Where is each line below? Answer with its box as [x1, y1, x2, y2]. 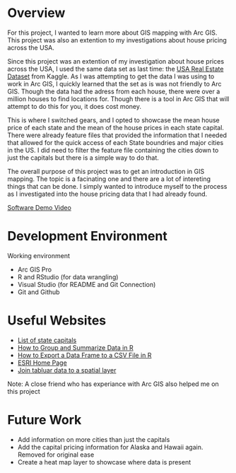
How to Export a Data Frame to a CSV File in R [17, 351, 152, 359]
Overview [7, 5, 66, 21]
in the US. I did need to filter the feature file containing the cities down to [7, 146, 219, 154]
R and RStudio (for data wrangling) [17, 272, 119, 281]
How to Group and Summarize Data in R [17, 343, 134, 351]
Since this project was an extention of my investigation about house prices [7, 57, 225, 65]
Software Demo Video [7, 203, 72, 211]
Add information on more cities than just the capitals [17, 435, 170, 443]
